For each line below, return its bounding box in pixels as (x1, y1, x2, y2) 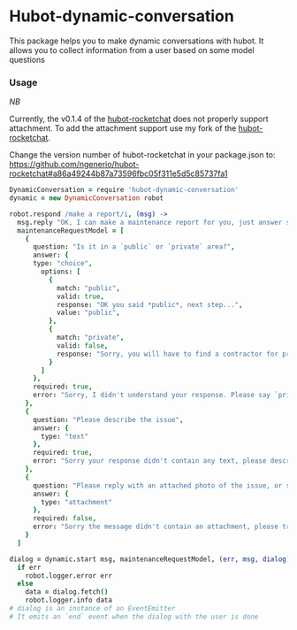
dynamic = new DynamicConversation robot (9, 194, 164, 203)
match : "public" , (56, 283, 121, 293)
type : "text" (41, 432, 89, 441)
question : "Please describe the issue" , (32, 415, 184, 424)
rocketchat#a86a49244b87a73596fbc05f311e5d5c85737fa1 (9, 168, 228, 179)
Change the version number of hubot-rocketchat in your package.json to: (9, 150, 276, 160)
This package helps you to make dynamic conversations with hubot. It (9, 35, 264, 46)
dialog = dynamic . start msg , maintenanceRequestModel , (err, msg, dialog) (9, 555, 291, 564)
